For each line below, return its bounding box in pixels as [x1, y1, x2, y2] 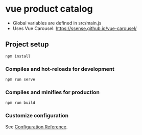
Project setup [5, 40, 50, 49]
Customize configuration [5, 112, 69, 119]
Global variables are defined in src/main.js [12, 20, 102, 26]
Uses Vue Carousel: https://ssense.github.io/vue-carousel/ [12, 25, 137, 31]
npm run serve [5, 77, 36, 82]
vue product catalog [5, 3, 93, 15]
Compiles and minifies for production [5, 89, 100, 96]
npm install [5, 53, 31, 59]
